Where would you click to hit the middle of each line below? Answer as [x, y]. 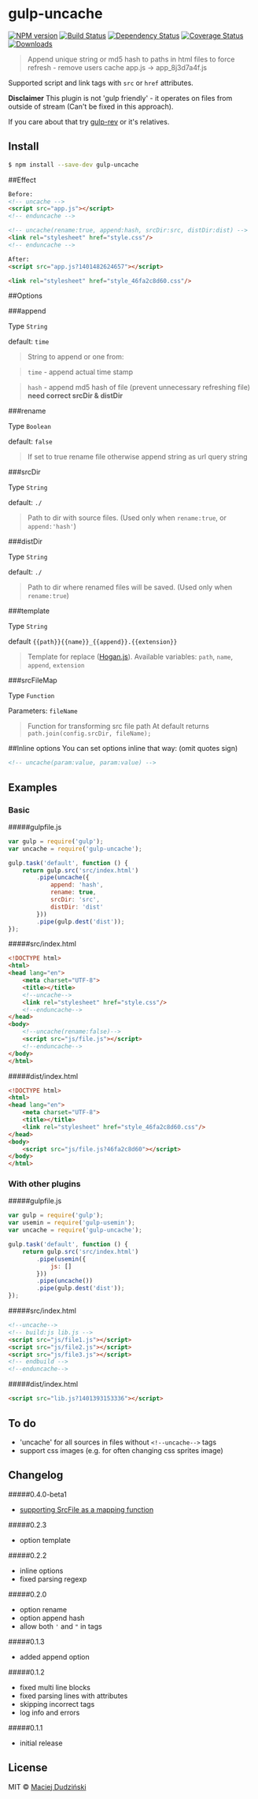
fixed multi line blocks [55, 1687]
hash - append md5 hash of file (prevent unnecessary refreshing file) [138, 388]
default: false [30, 441]
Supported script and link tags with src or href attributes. [101, 83]
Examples [33, 788]
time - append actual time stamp [80, 372]
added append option [55, 1656]
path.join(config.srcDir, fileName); [89, 734]
